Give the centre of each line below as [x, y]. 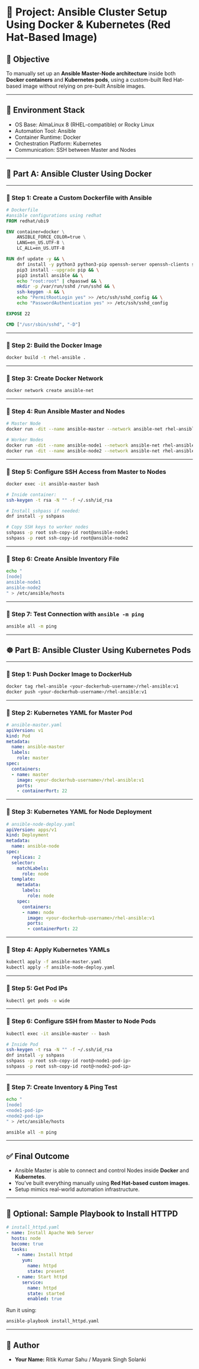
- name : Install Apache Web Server [50, 1233]
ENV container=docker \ [36, 232]
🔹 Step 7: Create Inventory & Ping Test [62, 1087]
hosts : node [26, 1238]
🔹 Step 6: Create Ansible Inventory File [63, 559]
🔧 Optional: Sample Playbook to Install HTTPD [92, 1213]
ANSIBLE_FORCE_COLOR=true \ [51, 237]
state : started [46, 1293]
